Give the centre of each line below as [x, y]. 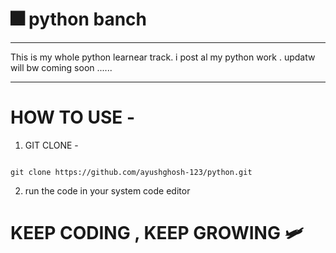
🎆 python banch [79, 19]
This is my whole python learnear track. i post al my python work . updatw [163, 57]
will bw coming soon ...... [61, 67]
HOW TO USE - [73, 117]
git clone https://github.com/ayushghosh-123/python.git [131, 172]
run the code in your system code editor [107, 190]
